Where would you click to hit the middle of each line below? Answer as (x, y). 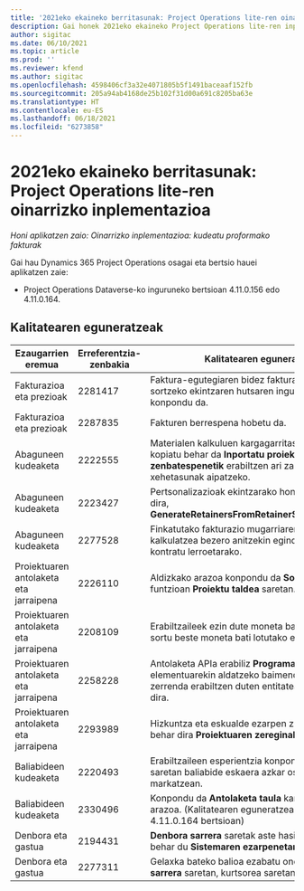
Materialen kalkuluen (193, 442)
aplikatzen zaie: (39, 271)
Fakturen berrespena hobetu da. (218, 422)
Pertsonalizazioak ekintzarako (213, 491)
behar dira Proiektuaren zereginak (224, 735)
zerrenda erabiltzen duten (204, 686)
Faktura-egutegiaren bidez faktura (223, 379)
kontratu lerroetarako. (196, 551)
